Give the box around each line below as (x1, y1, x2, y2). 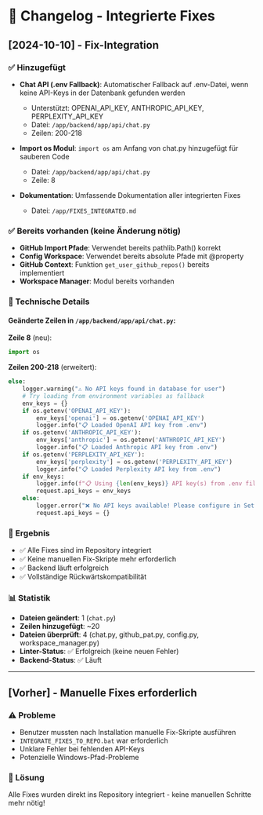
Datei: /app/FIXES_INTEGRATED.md (31, 206, 137, 215)
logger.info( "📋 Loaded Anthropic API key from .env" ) (36, 444, 218, 451)
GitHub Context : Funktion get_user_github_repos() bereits (19, 260, 210, 269)
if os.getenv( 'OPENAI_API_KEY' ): (22, 407, 131, 415)
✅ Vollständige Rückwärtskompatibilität (19, 572, 147, 582)
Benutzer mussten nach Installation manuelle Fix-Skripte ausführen (19, 728, 236, 737)
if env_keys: (22, 473, 65, 481)
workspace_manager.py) (19, 638, 100, 648)
